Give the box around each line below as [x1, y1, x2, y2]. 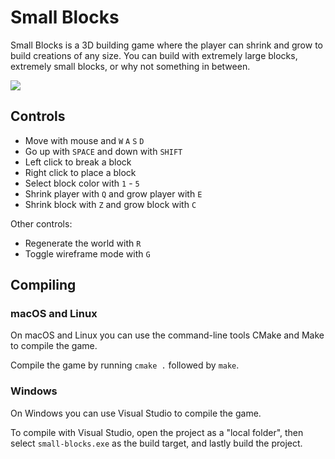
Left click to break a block [24, 156, 132, 168]
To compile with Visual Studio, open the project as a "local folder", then [10, 426, 304, 438]
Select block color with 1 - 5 [24, 177, 140, 189]
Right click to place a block [24, 166, 137, 178]
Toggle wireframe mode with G [24, 247, 151, 260]
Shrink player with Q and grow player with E [24, 187, 203, 200]
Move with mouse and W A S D [24, 134, 145, 146]
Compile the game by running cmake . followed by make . [10, 359, 240, 371]
